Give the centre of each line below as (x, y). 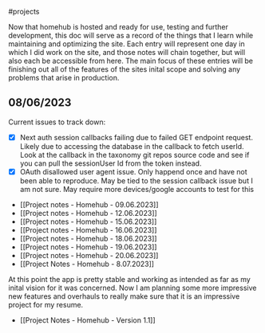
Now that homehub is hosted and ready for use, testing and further (119, 27)
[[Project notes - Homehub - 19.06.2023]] (88, 247)
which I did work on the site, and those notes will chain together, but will (127, 52)
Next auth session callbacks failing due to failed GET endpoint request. (136, 137)
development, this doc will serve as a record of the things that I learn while (131, 35)
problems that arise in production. (64, 78)
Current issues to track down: (57, 122)
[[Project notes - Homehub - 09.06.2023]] (89, 204)
